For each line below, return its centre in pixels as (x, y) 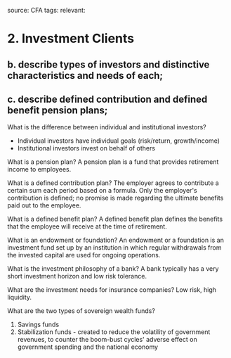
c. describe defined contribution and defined (107, 99)
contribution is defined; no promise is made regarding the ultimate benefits (115, 198)
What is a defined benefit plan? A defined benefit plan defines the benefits (115, 219)
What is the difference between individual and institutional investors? (107, 127)
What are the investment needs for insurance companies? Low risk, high (112, 290)
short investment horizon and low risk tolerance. (77, 276)
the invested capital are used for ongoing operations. (84, 255)
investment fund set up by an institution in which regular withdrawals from (114, 248)
